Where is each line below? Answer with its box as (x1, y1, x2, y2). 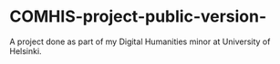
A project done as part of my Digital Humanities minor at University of (9, 36, 271, 47)
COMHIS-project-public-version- (9, 6, 267, 27)
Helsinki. (9, 45, 43, 56)
